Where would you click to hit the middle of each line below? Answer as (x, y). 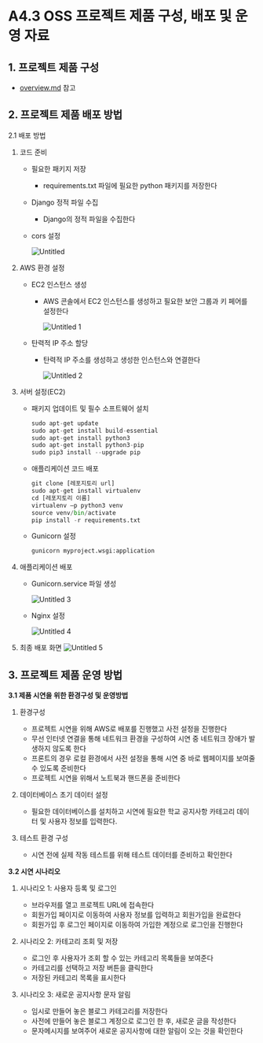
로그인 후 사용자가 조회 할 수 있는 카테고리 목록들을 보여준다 (122, 958)
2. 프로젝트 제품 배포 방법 (66, 115)
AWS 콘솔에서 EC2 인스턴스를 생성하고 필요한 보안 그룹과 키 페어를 (145, 301)
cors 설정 (46, 235)
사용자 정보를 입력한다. (83, 821)
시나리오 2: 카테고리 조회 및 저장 (69, 941)
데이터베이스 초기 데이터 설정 (64, 795)
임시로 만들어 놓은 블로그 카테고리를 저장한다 (99, 1012)
